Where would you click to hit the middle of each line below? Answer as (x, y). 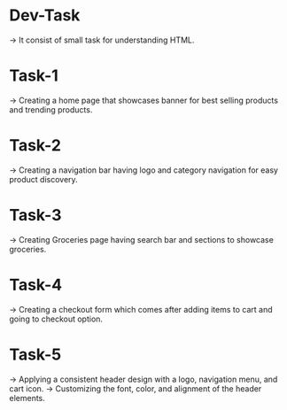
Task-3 (35, 215)
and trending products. (51, 109)
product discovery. (43, 179)
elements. (27, 398)
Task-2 (35, 146)
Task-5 (35, 354)
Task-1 (34, 76)
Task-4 (36, 285)
